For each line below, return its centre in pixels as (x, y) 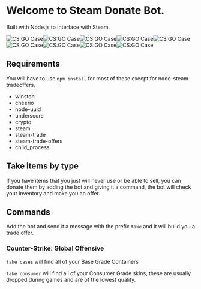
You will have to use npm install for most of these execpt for (82, 78)
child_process (32, 147)
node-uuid (28, 109)
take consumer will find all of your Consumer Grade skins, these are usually (99, 273)
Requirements (33, 64)
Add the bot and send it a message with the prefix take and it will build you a (101, 227)
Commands (28, 212)
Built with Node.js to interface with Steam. (58, 27)
